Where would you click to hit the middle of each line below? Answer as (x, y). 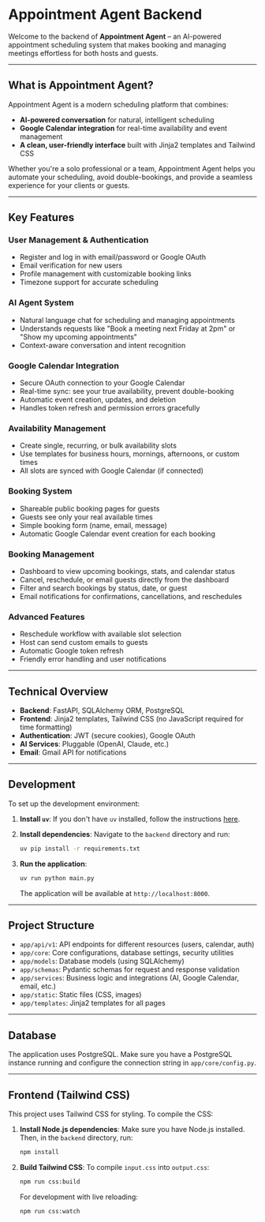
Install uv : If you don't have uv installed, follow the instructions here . (130, 819)
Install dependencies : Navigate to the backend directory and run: (125, 834)
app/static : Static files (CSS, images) (80, 995)
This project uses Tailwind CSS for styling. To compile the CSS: (111, 1114)
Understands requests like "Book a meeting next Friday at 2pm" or (127, 328)
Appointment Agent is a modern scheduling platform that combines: (118, 104)
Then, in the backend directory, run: (76, 1138)
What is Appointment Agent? (81, 86)
